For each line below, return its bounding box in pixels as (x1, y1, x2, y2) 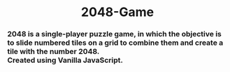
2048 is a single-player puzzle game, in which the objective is (7, 29, 222, 39)
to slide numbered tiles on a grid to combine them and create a (7, 38, 224, 48)
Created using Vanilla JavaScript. (7, 55, 124, 65)
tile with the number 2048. (7, 47, 100, 57)
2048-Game (80, 4, 154, 20)
